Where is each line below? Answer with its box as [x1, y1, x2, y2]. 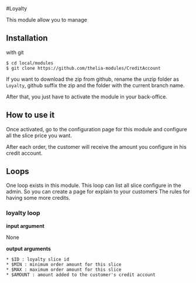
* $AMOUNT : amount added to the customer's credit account [6, 272, 156, 278]
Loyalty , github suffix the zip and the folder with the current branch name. [6, 81, 185, 88]
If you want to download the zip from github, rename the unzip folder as [6, 76, 180, 83]
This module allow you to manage [6, 16, 88, 23]
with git [6, 49, 25, 56]
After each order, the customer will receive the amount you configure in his [6, 143, 187, 150]
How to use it [6, 110, 55, 120]
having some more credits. [6, 195, 70, 202]
